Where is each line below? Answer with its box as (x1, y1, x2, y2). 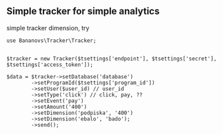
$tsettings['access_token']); (6, 61, 94, 68)
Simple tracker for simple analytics (6, 6, 160, 17)
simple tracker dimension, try (6, 23, 90, 32)
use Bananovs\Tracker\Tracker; (6, 37, 97, 44)
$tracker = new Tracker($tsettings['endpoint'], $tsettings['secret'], (6, 55, 217, 62)
